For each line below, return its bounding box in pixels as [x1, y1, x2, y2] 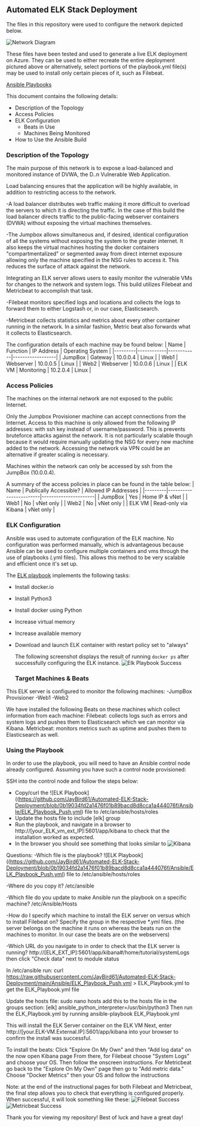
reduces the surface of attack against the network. [6, 263, 131, 270]
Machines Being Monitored [23, 129, 91, 136]
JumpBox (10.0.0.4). [6, 469, 56, 476]
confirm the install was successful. [6, 1035, 92, 1042]
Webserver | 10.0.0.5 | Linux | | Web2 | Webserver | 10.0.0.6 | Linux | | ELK [6, 360, 188, 367]
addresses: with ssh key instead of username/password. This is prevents [6, 426, 186, 433]
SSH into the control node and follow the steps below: [6, 777, 139, 785]
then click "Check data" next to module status [6, 955, 119, 962]
